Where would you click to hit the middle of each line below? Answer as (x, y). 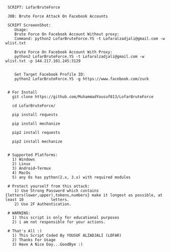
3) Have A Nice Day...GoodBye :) (47, 244)
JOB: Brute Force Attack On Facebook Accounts (58, 16)
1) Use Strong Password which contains (57, 191)
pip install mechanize (36, 124)
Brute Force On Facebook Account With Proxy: (64, 52)
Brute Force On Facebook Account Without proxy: (67, 34)
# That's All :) (25, 231)
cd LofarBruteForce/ (34, 106)
